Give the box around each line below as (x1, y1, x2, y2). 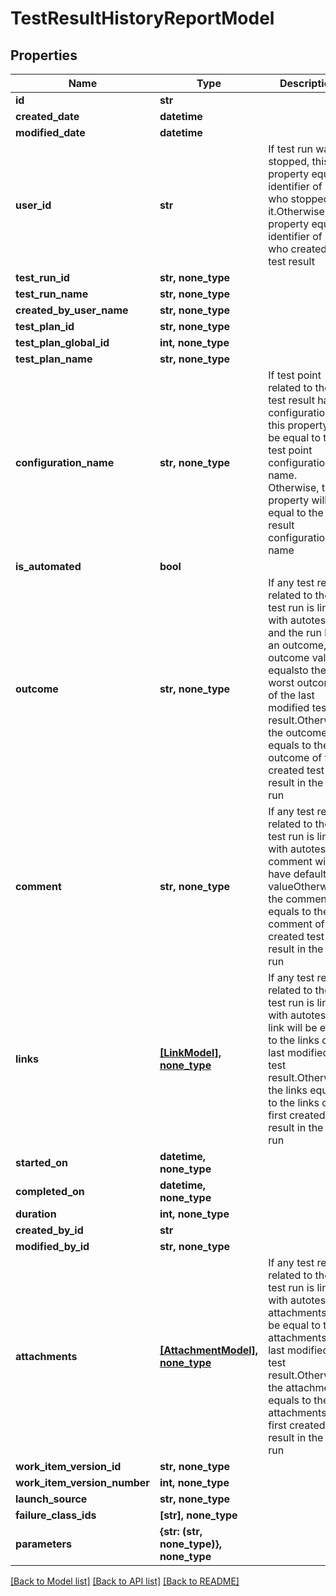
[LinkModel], (159, 1046, 222, 1059)
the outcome (268, 726, 328, 739)
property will (268, 493, 328, 507)
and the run (268, 626, 322, 639)
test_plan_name (15, 352, 93, 366)
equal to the (268, 506, 324, 519)
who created (268, 242, 328, 256)
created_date (15, 110, 80, 123)
